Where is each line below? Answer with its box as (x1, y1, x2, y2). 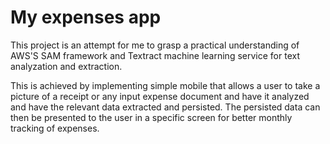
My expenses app (10, 6, 162, 29)
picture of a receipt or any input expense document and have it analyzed (10, 90, 310, 102)
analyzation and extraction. (10, 60, 123, 72)
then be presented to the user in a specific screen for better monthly (10, 111, 293, 123)
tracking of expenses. (10, 122, 100, 134)
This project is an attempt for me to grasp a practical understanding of (10, 39, 300, 51)
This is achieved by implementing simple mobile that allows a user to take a (10, 79, 321, 91)
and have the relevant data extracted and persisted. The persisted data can (10, 101, 321, 113)
